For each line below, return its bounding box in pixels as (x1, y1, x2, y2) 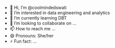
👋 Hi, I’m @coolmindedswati (9, 5, 67, 10)
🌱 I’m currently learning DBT (9, 15, 67, 21)
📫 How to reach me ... (9, 26, 56, 31)
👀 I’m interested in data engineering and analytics (9, 10, 110, 16)
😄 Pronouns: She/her (9, 33, 54, 39)
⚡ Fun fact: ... (9, 38, 37, 44)
